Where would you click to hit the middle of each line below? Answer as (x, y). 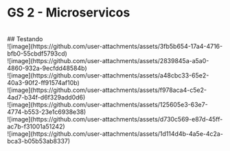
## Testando (25, 38)
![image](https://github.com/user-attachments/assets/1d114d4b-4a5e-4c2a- (115, 133)
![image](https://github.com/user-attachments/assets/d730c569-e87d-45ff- (115, 119)
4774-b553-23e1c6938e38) (47, 112)
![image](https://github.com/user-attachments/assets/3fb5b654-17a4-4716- (115, 46)
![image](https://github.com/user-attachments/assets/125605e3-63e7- (107, 104)
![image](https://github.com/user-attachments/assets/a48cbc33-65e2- (108, 75)
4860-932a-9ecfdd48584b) (47, 68)
